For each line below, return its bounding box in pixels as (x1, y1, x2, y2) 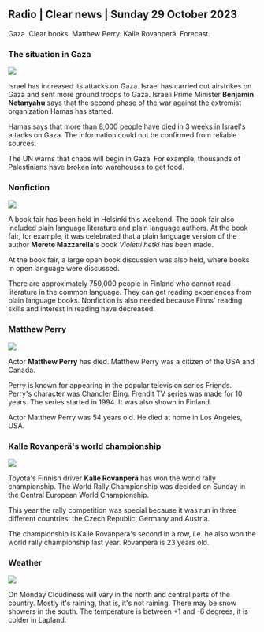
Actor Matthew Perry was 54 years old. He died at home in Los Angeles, (8, 412, 243, 422)
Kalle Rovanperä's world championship (8, 440, 162, 451)
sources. (8, 139, 37, 149)
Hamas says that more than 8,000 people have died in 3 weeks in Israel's (8, 122, 246, 131)
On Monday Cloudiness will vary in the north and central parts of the (8, 590, 231, 600)
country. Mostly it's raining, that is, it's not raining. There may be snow (8, 598, 236, 608)
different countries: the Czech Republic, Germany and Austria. (8, 514, 210, 523)
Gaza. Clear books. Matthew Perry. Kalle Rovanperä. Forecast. (8, 28, 210, 38)
